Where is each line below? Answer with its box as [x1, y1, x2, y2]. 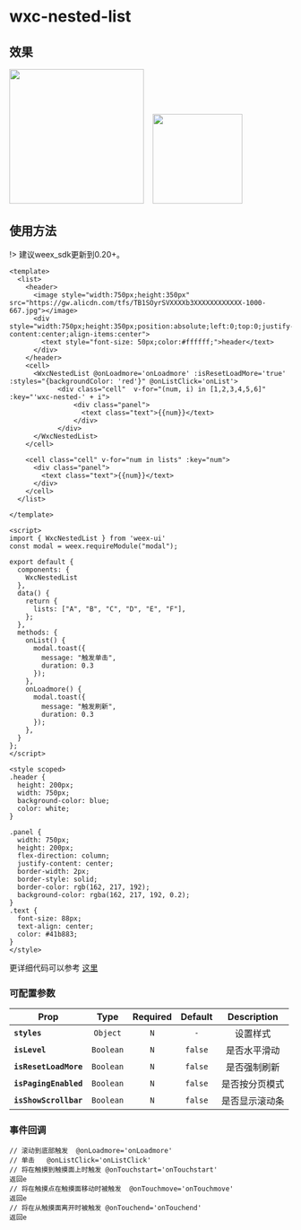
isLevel [13, 1045, 47, 1055]
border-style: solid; [17, 875, 99, 884]
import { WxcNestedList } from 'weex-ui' [9, 534, 167, 543]
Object [93, 1028, 122, 1038]
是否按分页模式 [220, 1078, 285, 1091]
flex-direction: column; [17, 851, 110, 860]
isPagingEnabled [13, 1078, 83, 1089]
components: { [17, 565, 70, 574]
